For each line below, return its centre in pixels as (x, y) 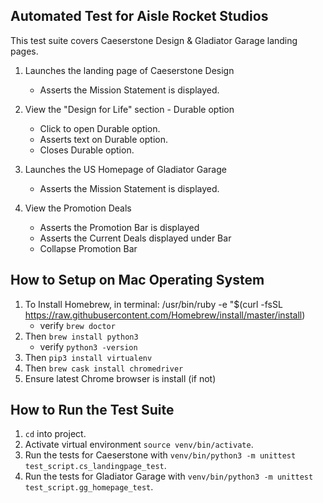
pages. (24, 51)
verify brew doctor (77, 325)
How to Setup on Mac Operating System (137, 280)
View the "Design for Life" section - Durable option (129, 109)
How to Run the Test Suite (92, 410)
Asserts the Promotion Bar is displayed (119, 227)
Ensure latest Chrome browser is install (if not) (120, 378)
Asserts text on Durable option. (103, 139)
